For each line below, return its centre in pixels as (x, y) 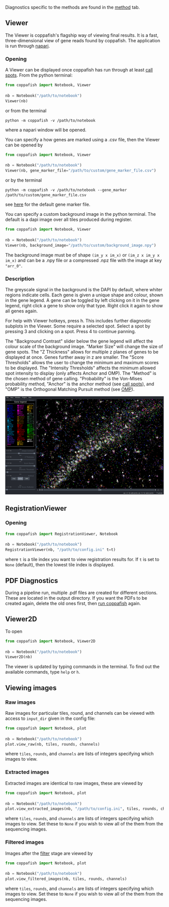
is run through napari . (28, 46)
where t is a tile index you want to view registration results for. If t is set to (82, 559)
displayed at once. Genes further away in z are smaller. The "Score (75, 357)
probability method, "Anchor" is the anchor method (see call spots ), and (80, 384)
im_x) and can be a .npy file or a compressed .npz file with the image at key (83, 260)
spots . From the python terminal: (39, 75)
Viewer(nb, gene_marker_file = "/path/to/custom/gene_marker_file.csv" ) (81, 171)
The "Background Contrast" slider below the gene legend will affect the (79, 341)
